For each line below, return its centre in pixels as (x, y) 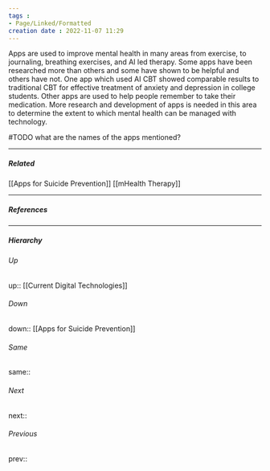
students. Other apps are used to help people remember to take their (122, 96)
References (28, 209)
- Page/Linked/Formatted (50, 23)
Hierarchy (25, 240)
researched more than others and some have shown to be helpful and (124, 71)
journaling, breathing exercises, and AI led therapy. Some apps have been (131, 62)
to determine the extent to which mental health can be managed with (123, 113)
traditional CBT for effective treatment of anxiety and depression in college (132, 88)
